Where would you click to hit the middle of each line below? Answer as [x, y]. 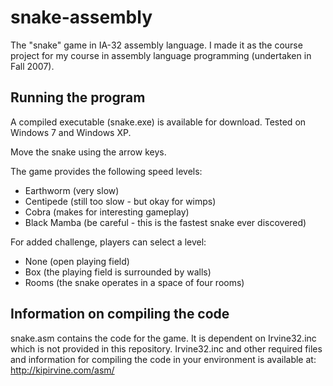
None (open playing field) [77, 261]
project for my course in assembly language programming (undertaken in [161, 55]
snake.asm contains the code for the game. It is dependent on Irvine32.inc [163, 338]
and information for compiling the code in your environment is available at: [163, 359]
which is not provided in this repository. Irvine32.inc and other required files [166, 348]
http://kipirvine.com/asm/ [62, 370]
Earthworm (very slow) [72, 190]
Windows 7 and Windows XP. [71, 132]
